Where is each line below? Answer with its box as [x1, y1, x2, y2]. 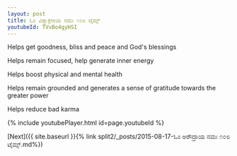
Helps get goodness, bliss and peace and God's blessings [7, 43, 177, 52]
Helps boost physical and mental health [7, 70, 122, 78]
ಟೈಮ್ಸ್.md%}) [7, 140, 44, 149]
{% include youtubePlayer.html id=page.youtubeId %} [7, 119, 165, 127]
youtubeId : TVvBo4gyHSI [7, 23, 78, 30]
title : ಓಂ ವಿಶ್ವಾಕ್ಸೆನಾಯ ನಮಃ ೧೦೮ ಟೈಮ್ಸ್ [7, 17, 100, 24]
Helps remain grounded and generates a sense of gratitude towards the [7, 84, 216, 92]
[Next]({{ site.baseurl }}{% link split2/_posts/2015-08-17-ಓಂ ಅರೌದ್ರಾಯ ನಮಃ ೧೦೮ [7, 132, 230, 141]
